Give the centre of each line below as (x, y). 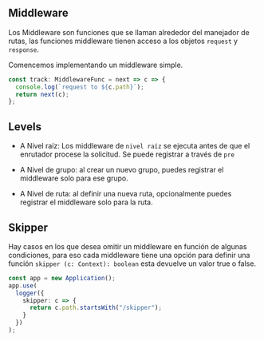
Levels (25, 127)
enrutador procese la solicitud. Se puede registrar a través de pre (127, 154)
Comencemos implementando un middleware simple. (96, 65)
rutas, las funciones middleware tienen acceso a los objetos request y (123, 41)
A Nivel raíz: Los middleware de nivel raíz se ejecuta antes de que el (135, 146)
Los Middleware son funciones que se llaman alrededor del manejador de (129, 32)
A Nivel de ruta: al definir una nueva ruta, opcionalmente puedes (126, 194)
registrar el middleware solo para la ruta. (86, 202)
